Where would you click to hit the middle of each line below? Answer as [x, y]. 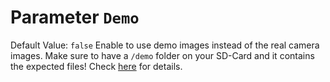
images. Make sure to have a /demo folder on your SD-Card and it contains [162, 55]
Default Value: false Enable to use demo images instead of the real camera [165, 45]
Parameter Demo [75, 17]
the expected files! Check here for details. [96, 66]
